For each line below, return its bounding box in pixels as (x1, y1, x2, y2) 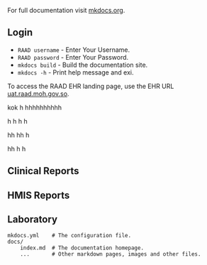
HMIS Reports (7, 189, 70, 201)
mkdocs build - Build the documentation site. (17, 60, 148, 69)
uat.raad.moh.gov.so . (7, 89, 69, 98)
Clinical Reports (7, 165, 79, 177)
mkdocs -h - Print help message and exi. (17, 67, 134, 77)
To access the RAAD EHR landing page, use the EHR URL (7, 82, 174, 90)
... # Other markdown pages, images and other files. (20, 251, 201, 258)
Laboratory (7, 213, 58, 225)
